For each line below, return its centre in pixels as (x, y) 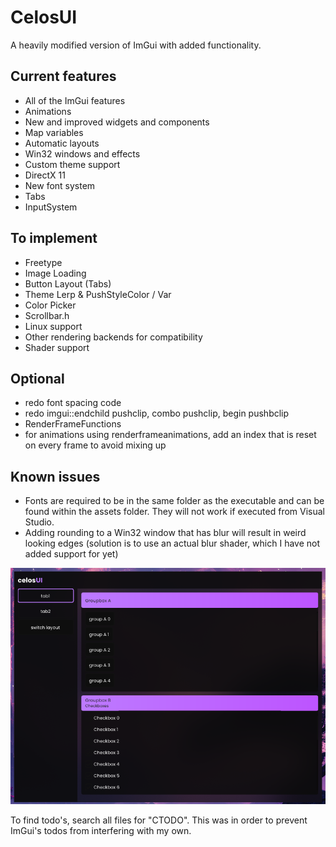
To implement (54, 238)
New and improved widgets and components (117, 122)
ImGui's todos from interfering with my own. (101, 831)
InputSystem (51, 207)
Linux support (53, 326)
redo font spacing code (73, 403)
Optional (37, 378)
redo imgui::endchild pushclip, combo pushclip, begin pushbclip (157, 413)
